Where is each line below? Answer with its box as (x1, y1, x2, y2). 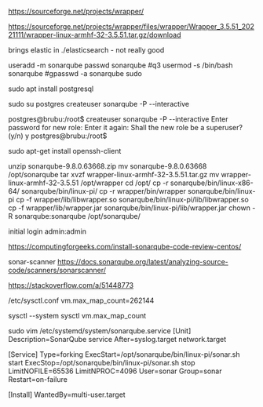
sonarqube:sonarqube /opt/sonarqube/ (14, 212, 141, 220)
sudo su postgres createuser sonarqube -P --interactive (8, 100, 190, 108)
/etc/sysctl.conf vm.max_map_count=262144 (8, 296, 155, 305)
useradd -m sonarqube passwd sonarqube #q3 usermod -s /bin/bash (8, 60, 233, 70)
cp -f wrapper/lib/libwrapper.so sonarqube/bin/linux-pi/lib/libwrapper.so (15, 195, 249, 204)
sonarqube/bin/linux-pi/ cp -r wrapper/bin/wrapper (20, 187, 186, 195)
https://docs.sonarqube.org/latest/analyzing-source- (57, 257, 229, 266)
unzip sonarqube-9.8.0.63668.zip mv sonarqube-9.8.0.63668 (8, 162, 207, 171)
